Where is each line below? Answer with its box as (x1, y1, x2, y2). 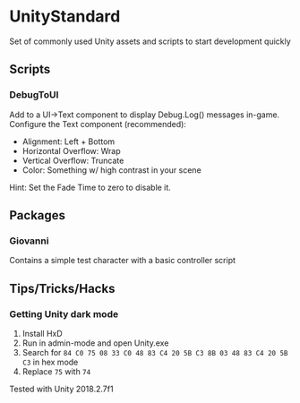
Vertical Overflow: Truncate (21, 155, 124, 166)
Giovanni (9, 235, 49, 247)
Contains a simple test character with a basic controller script (9, 255, 236, 266)
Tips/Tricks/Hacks (9, 280, 116, 296)
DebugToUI (9, 89, 59, 101)
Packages (9, 208, 65, 223)
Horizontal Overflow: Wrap (21, 145, 121, 156)
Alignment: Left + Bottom (21, 136, 116, 147)
